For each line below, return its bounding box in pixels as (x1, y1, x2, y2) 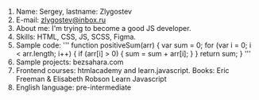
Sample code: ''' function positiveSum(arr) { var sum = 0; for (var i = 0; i (15, 40, 252, 50)
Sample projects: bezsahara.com (15, 57, 124, 67)
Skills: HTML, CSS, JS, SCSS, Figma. (15, 32, 137, 41)
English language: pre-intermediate (15, 83, 132, 92)
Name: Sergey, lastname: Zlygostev (15, 7, 133, 16)
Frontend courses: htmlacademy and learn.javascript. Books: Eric (15, 66, 230, 75)
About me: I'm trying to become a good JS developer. (15, 24, 191, 33)
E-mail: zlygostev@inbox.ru (15, 15, 106, 25)
